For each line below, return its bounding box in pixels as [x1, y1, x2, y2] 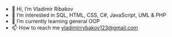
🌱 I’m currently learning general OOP [11, 18, 100, 24]
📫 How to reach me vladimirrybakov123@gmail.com [11, 24, 138, 31]
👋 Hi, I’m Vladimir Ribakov [11, 6, 74, 12]
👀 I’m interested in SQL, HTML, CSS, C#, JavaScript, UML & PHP [11, 12, 166, 18]
